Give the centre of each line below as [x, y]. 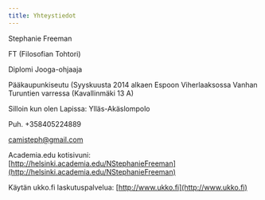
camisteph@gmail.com [46, 139]
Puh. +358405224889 [45, 124]
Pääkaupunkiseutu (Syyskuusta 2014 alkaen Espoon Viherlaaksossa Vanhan [133, 84]
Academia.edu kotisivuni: [50, 155]
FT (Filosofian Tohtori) [45, 53]
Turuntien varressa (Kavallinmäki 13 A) [71, 93]
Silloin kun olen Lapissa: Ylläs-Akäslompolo [79, 108]
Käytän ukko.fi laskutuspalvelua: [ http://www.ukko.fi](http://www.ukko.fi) [128, 187]
